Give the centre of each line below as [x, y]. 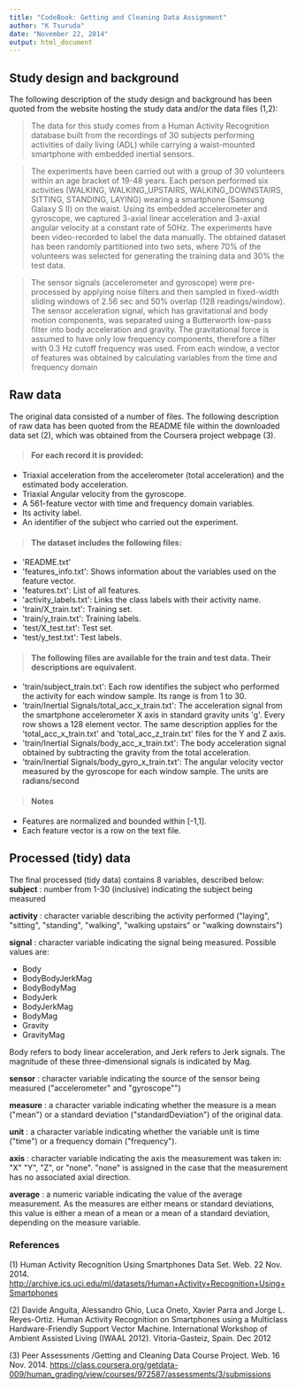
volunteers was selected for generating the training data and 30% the [157, 256]
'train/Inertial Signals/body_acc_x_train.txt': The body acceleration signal [154, 743]
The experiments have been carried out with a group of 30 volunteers [158, 171]
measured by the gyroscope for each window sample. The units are [145, 772]
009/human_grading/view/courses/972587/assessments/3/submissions [140, 1374]
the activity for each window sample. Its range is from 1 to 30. [134, 696]
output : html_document [51, 42]
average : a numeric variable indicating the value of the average [126, 1194]
